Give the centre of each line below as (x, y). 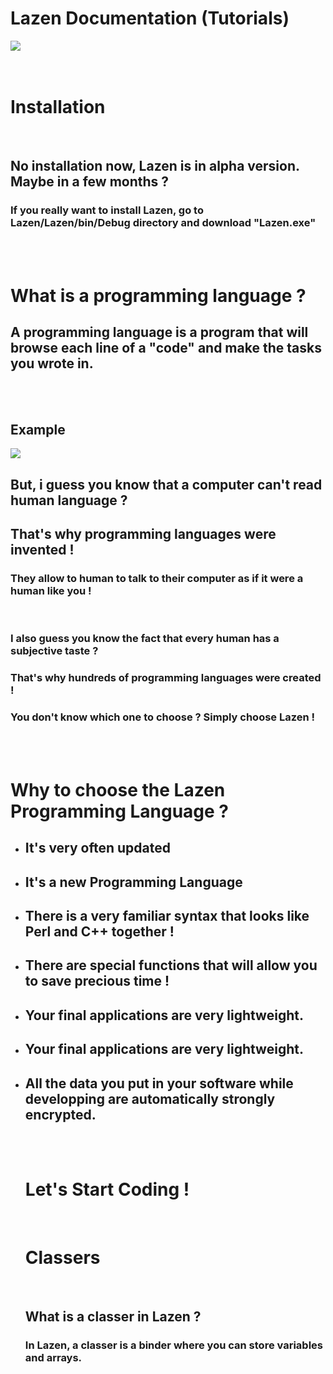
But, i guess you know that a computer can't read (166, 484)
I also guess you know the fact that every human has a (145, 639)
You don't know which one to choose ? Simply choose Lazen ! (163, 717)
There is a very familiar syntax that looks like (167, 915)
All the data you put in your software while (159, 1083)
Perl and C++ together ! (99, 931)
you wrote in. (52, 363)
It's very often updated (98, 848)
